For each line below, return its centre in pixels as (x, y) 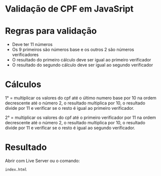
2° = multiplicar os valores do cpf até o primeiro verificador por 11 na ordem (80, 117)
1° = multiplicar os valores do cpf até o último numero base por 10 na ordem (81, 98)
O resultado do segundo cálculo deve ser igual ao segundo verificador (82, 65)
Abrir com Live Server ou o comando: (42, 161)
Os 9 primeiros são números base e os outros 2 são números (73, 50)
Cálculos (23, 84)
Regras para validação (51, 31)
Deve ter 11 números (32, 44)
